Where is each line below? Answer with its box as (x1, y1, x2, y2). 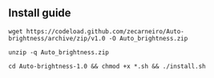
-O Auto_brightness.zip (108, 34, 188, 42)
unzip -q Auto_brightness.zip (8, 48, 110, 57)
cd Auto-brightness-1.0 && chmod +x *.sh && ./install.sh (8, 62, 206, 70)
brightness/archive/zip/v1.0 (8, 34, 106, 42)
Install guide (8, 6, 71, 20)
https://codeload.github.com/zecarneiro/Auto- (26, 27, 184, 35)
